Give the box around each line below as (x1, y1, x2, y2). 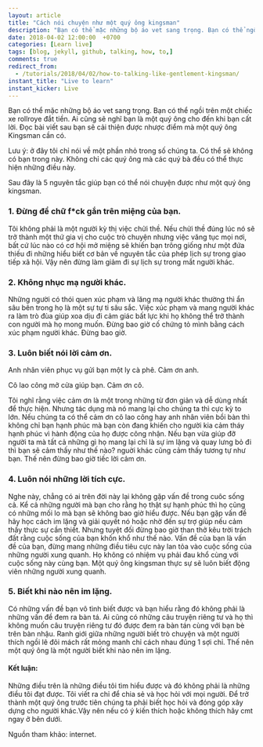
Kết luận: (8, 664, 38, 673)
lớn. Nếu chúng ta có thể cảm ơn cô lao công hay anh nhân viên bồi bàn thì (8, 413, 250, 422)
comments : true (8, 56, 58, 64)
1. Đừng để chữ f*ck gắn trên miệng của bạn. (8, 206, 182, 217)
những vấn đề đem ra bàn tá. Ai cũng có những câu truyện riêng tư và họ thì (8, 612, 254, 621)
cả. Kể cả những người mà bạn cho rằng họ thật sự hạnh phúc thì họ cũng (8, 500, 246, 509)
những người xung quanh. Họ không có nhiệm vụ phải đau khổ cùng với (8, 550, 239, 559)
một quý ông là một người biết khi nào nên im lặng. (8, 645, 171, 655)
